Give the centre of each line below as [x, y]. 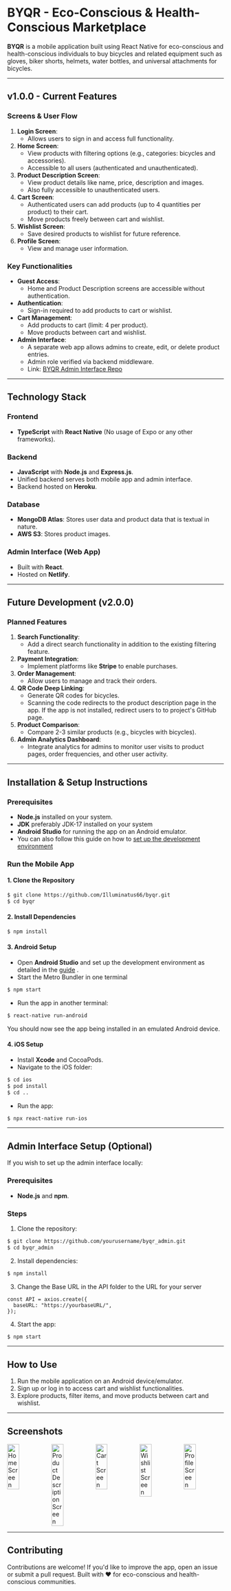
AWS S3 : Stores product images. [64, 534]
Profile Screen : [38, 241]
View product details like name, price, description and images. [115, 182]
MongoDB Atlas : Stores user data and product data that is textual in [113, 520]
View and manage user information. [78, 248]
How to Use [32, 1365]
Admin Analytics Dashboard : [59, 739]
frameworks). [36, 439]
